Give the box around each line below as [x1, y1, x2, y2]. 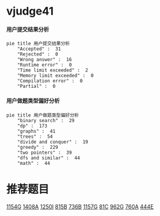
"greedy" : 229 [17, 144, 59, 150]
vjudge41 [6, 4, 54, 18]
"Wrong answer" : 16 [17, 57, 72, 63]
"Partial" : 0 [17, 84, 56, 90]
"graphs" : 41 [17, 128, 56, 134]
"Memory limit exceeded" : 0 [17, 73, 94, 79]
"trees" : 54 [17, 133, 53, 140]
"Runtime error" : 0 [17, 62, 72, 68]
